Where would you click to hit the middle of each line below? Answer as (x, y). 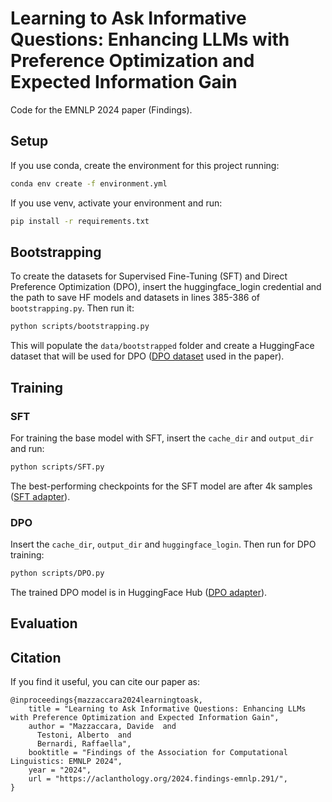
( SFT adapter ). (40, 496)
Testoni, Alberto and (84, 735)
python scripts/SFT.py (57, 467)
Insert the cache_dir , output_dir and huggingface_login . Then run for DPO (163, 544)
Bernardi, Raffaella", (84, 744)
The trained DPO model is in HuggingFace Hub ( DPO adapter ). (139, 592)
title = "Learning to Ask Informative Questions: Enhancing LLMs (167, 709)
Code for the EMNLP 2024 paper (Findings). (101, 109)
